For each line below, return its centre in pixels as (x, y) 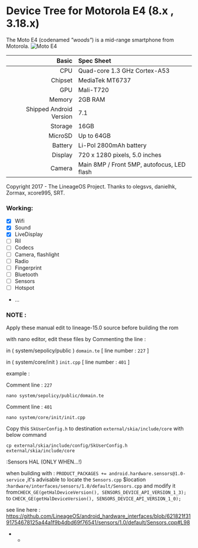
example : (18, 374)
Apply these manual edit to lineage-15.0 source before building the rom (92, 328)
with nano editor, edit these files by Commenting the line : (76, 339)
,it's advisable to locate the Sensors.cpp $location (86, 479)
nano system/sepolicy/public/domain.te (55, 396)
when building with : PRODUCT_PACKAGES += (57, 474)
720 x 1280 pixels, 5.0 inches (120, 155)
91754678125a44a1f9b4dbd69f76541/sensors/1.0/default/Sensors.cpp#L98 (98, 523)
